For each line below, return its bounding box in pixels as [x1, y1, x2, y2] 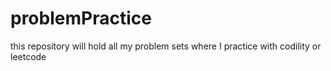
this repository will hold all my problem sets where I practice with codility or [10, 40, 322, 52]
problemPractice [10, 7, 152, 30]
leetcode [10, 50, 47, 62]
